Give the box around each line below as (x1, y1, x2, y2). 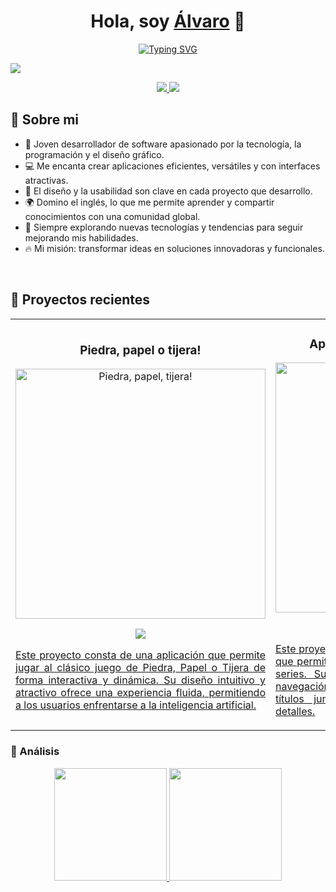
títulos (275, 692, 305, 706)
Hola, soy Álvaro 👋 (90, 10, 246, 33)
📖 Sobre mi (10, 111, 79, 129)
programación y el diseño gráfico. (24, 148, 165, 160)
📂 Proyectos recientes (10, 291, 151, 309)
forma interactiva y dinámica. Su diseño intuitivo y (15, 673, 266, 687)
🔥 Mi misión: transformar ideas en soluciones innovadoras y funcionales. (24, 242, 325, 254)
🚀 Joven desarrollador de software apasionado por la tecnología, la (24, 138, 302, 150)
